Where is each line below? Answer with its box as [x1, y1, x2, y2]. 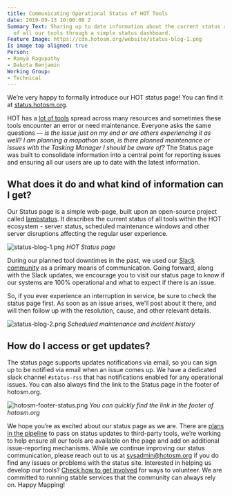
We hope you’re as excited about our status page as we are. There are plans [7, 422, 224, 430]
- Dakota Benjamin [7, 62, 60, 68]
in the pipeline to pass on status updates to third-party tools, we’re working [7, 430, 221, 437]
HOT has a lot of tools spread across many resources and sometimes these [7, 114, 222, 122]
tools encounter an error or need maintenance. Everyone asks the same [7, 122, 212, 130]
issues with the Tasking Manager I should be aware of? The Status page [7, 143, 214, 152]
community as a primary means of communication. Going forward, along [7, 264, 214, 272]
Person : [7, 49, 30, 56]
